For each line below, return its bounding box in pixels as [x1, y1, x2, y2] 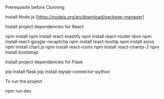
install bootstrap [5, 49, 39, 55]
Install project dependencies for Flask [5, 59, 83, 64]
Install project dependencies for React [5, 23, 84, 29]
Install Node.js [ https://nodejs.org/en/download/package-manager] [5, 14, 144, 19]
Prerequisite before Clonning [5, 4, 65, 10]
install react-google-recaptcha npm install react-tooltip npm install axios [5, 38, 154, 44]
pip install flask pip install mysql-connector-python [5, 68, 110, 74]
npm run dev [5, 88, 32, 94]
